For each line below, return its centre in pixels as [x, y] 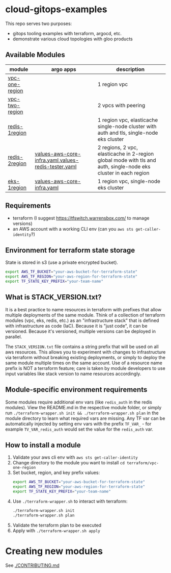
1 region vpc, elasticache [128, 120]
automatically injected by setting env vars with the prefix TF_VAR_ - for [78, 423]
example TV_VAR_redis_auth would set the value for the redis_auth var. [79, 429]
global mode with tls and [127, 160]
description [131, 69]
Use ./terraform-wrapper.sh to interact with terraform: [70, 502]
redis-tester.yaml [56, 166]
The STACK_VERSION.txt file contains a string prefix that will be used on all [82, 346]
